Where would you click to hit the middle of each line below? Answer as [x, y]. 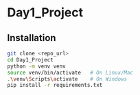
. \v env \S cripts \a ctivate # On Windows [67, 79]
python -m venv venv [37, 66]
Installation [32, 38]
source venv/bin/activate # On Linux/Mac [70, 72]
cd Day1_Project [30, 59]
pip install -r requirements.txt [55, 85]
